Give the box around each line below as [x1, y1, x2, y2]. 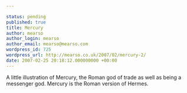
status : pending [6, 14, 46, 19]
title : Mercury [6, 25, 44, 31]
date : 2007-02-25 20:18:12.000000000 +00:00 [6, 57, 117, 64]
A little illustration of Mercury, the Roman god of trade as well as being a [6, 74, 182, 81]
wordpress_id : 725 [6, 46, 51, 53]
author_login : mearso [6, 36, 60, 42]
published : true [6, 19, 46, 25]
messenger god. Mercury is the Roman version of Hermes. [6, 80, 149, 87]
